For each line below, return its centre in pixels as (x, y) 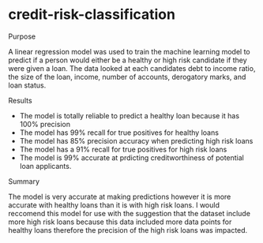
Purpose (22, 36)
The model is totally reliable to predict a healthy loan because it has (129, 115)
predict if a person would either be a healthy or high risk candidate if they (128, 60)
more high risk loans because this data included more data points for (120, 222)
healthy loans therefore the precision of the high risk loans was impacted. (128, 230)
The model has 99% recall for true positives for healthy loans (119, 133)
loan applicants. (45, 166)
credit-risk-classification (92, 15)
